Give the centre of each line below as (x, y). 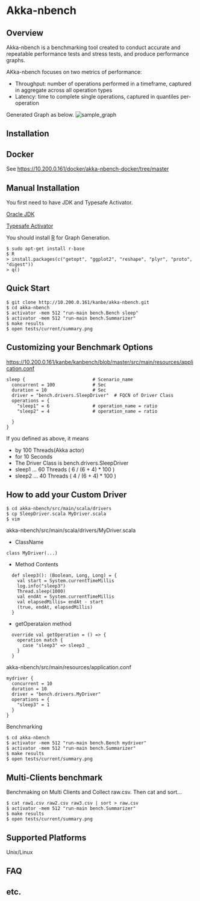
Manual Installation (43, 188)
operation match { (40, 640)
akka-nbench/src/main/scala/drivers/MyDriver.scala (71, 531)
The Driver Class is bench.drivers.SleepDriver (72, 463)
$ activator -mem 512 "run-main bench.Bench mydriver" (77, 743)
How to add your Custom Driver (67, 495)
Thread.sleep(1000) (42, 591)
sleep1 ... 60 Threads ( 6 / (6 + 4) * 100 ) (65, 469)
